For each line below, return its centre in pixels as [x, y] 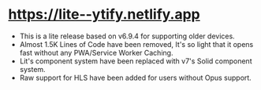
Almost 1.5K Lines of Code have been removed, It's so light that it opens [136, 44]
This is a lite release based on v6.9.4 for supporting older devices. [127, 36]
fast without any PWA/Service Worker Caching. [96, 52]
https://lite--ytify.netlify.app [104, 14]
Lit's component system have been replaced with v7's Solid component [136, 61]
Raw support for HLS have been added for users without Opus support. [136, 77]
